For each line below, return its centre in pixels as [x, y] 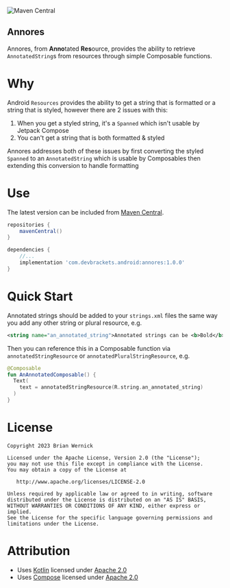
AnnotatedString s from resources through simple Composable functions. [110, 56]
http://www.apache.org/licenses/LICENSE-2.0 [81, 482]
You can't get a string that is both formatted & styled [91, 138]
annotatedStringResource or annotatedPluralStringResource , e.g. [99, 356]
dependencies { [29, 250]
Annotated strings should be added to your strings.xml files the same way [112, 315]
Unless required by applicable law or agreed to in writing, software [110, 493]
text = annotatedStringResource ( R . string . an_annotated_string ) [112, 387]
